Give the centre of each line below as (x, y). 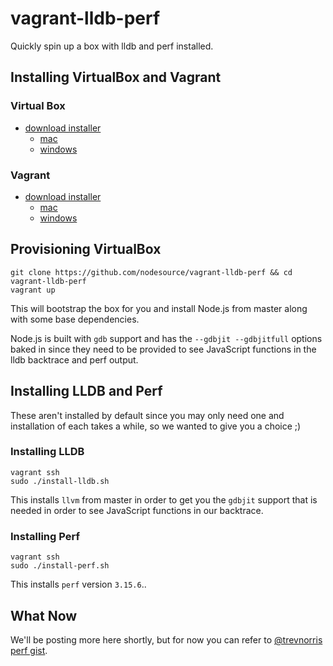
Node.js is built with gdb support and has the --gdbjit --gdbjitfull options (166, 338)
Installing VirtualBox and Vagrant (116, 77)
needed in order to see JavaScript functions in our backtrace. (137, 510)
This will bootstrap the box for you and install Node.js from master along (159, 308)
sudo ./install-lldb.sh (60, 481)
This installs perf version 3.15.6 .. (78, 584)
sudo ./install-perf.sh (60, 566)
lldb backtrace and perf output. (74, 359)
